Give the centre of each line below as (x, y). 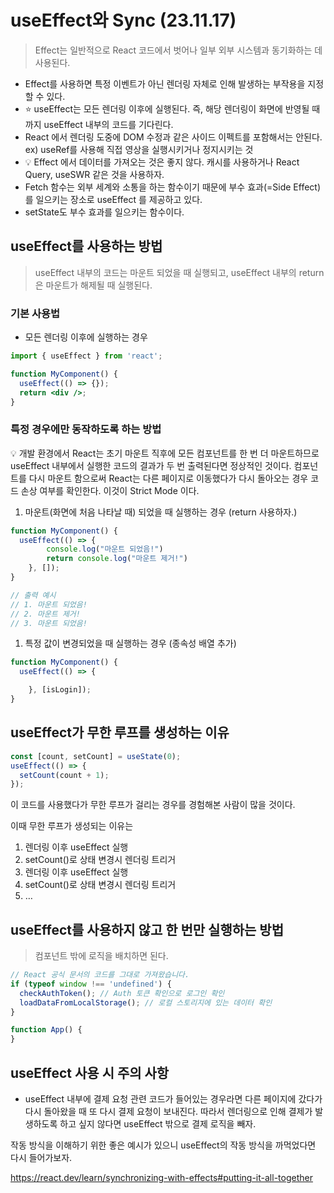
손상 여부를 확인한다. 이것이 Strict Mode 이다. (110, 490)
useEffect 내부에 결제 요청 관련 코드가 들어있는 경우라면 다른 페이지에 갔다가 (173, 1099)
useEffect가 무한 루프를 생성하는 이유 (120, 732)
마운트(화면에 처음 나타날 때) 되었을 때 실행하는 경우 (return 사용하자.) (161, 512)
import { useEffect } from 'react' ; (86, 356)
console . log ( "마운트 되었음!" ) (105, 549)
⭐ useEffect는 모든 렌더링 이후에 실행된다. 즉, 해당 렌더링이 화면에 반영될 (167, 108)
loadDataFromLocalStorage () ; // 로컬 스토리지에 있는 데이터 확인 (146, 1002)
